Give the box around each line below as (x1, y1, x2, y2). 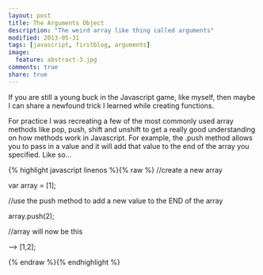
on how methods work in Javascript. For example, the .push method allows (8, 132, 253, 143)
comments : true (8, 63, 59, 71)
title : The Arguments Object (8, 19, 105, 27)
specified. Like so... (8, 150, 72, 159)
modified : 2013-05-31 (8, 33, 80, 42)
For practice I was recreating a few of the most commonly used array (8, 116, 234, 125)
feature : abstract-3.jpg (15, 56, 97, 64)
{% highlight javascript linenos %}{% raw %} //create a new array (8, 165, 223, 174)
